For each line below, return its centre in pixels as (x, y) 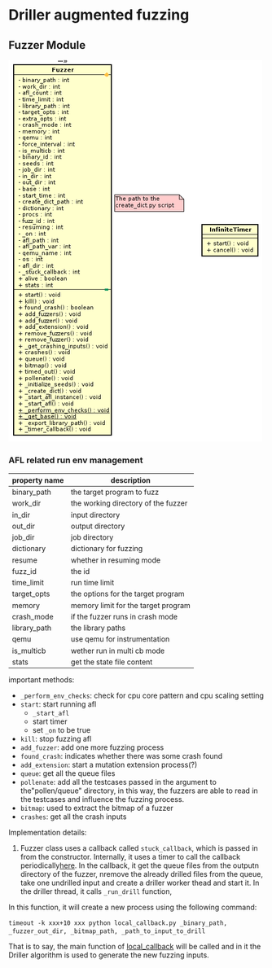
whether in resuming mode (116, 560)
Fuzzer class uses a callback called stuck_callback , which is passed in (139, 848)
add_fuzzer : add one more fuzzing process (92, 747)
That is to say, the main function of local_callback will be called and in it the (135, 947)
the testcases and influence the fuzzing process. (102, 799)
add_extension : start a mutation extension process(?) (109, 765)
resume (25, 560)
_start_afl (51, 714)
